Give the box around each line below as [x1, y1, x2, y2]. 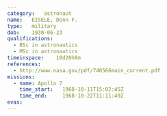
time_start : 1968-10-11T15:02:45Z [19, 86, 125, 93]
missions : [7, 73, 36, 81]
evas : [7, 99, 23, 106]
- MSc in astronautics [13, 48, 78, 55]
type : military [7, 23, 57, 29]
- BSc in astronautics [13, 42, 78, 48]
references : [7, 61, 41, 68]
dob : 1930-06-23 [7, 29, 63, 36]
